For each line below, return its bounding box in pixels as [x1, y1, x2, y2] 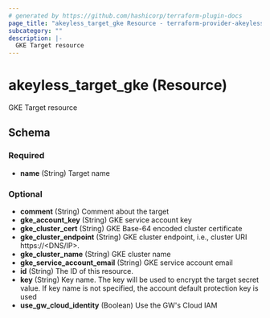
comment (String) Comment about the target [19, 206, 170, 217]
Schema [8, 126, 51, 140]
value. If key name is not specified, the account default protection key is [19, 283, 259, 293]
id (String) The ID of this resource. [19, 267, 134, 276]
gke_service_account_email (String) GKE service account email [19, 258, 233, 267]
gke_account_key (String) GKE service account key [19, 215, 193, 225]
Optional [8, 188, 43, 199]
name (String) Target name [19, 168, 110, 177]
